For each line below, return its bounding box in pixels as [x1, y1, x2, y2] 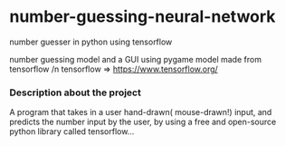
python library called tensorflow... [9, 126, 135, 137]
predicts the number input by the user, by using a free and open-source [9, 116, 277, 128]
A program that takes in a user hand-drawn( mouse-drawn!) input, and [9, 107, 272, 118]
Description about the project [9, 86, 142, 99]
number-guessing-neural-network [9, 6, 276, 27]
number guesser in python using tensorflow [9, 36, 173, 47]
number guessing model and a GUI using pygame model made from [9, 54, 262, 64]
